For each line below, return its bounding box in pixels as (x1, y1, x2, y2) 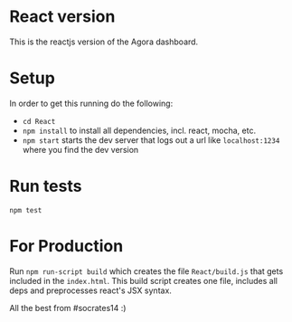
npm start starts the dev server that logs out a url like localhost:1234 (22, 134, 280, 146)
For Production (9, 236, 124, 256)
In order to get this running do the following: (9, 98, 174, 109)
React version (9, 6, 116, 27)
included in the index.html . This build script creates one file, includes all (9, 275, 278, 286)
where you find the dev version (22, 144, 139, 155)
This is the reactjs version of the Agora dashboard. (9, 36, 199, 47)
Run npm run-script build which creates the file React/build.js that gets (9, 265, 284, 277)
